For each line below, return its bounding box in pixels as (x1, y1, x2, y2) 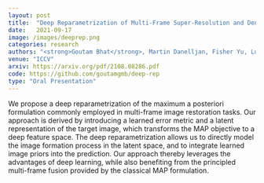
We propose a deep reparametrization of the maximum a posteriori (8, 99, 224, 108)
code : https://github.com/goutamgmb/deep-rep (8, 70, 159, 78)
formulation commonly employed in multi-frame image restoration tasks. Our (8, 107, 257, 116)
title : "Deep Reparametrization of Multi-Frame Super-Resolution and (8, 19, 244, 27)
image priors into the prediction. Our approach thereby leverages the (8, 148, 231, 158)
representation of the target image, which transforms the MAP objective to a (8, 123, 255, 134)
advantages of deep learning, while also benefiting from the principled (8, 157, 236, 167)
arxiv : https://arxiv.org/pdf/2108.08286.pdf (8, 63, 159, 71)
